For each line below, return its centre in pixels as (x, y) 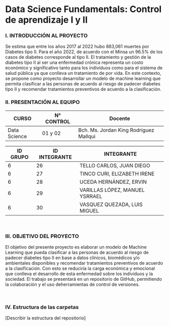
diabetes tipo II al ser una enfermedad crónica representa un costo (74, 63)
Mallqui (87, 136)
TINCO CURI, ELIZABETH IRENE (117, 173)
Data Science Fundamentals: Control (83, 9)
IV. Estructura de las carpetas (42, 307)
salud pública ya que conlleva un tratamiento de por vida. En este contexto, (83, 73)
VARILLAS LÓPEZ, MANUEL (112, 190)
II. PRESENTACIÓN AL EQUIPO (43, 102)
